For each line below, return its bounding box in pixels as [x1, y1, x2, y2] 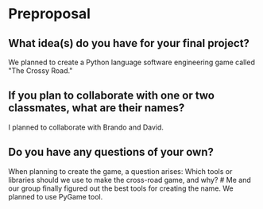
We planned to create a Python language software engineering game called [8, 57, 256, 67]
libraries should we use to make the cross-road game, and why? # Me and [8, 175, 252, 184]
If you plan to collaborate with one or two [8, 89, 215, 103]
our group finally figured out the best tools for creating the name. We [8, 184, 234, 193]
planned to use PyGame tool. [8, 192, 103, 201]
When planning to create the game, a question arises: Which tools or [8, 166, 233, 176]
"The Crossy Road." [8, 66, 73, 75]
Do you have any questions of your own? [8, 145, 215, 159]
